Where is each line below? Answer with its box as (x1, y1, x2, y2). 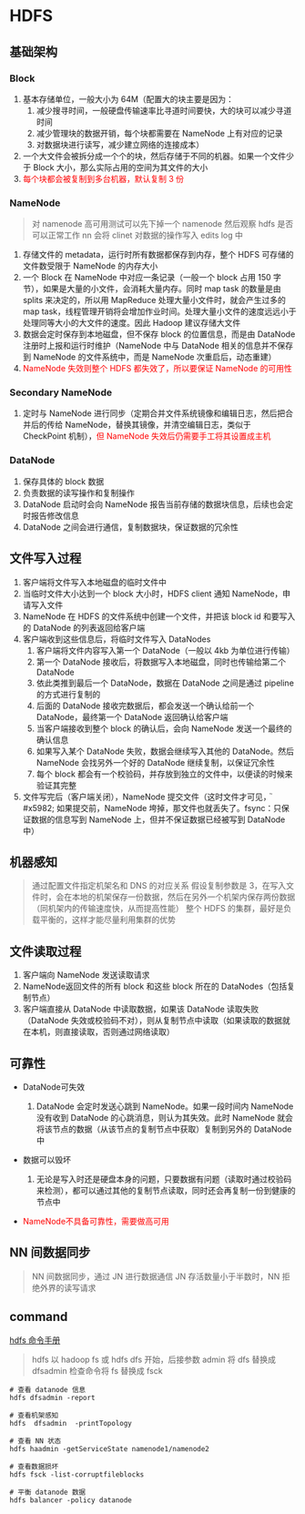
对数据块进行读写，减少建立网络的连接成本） (36, 138, 205, 150)
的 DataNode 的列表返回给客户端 (22, 622, 146, 633)
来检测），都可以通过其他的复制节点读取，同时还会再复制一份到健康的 (36, 1185, 296, 1196)
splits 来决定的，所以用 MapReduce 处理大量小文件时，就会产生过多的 (22, 295, 287, 306)
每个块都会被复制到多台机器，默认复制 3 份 (22, 173, 185, 184)
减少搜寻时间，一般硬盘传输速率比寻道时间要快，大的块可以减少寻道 (36, 105, 292, 116)
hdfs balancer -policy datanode (9, 1495, 132, 1505)
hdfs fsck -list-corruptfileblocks (9, 1469, 145, 1479)
